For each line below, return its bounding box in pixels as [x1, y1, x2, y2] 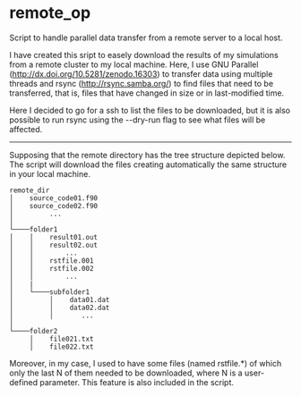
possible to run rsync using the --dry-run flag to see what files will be [9, 114, 266, 125]
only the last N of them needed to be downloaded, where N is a [9, 367, 244, 378]
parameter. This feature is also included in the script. [39, 376, 235, 387]
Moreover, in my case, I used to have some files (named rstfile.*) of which [9, 358, 282, 368]
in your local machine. [9, 168, 91, 179]
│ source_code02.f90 [9, 201, 99, 210]
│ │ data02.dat [9, 303, 110, 312]
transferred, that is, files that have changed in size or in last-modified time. [9, 88, 285, 98]
